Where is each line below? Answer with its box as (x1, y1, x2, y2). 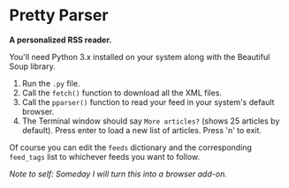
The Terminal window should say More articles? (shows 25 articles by (21, 116, 280, 126)
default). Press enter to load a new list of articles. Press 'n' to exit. (21, 124, 262, 135)
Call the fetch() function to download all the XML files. (21, 87, 223, 98)
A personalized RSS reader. (9, 34, 112, 45)
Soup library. (9, 61, 56, 71)
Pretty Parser (9, 5, 109, 26)
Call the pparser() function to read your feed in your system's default (21, 96, 275, 107)
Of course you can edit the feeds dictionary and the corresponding (9, 142, 252, 153)
